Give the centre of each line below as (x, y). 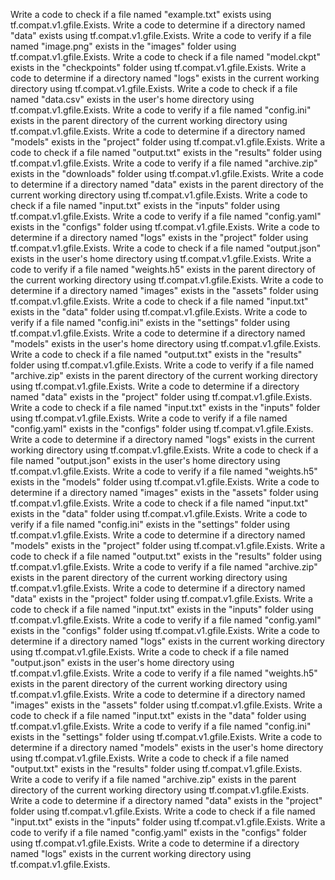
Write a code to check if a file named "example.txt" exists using (141, 14)
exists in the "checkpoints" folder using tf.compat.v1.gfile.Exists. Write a (158, 67)
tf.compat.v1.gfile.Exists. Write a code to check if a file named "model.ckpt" (165, 57)
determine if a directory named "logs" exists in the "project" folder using (159, 237)
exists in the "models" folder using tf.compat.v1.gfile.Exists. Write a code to (165, 482)
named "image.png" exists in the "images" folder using (123, 46)
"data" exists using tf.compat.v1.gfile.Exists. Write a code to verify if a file (161, 35)
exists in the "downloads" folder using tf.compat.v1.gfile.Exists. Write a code (167, 173)
